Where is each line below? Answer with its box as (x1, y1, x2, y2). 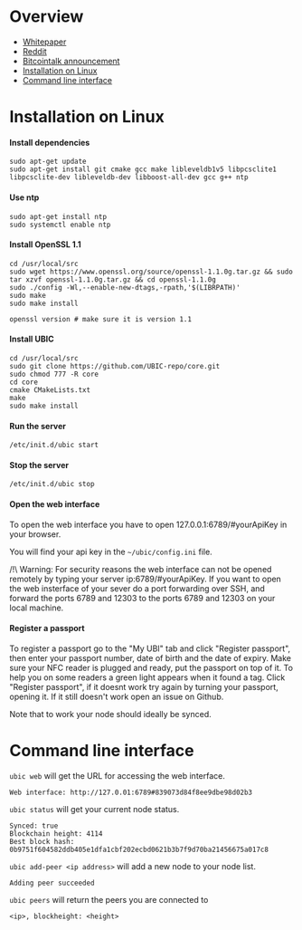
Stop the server (9, 459, 70, 470)
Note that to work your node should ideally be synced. (9, 708, 212, 719)
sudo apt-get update (9, 157, 88, 167)
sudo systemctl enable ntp (9, 220, 111, 229)
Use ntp (9, 192, 40, 203)
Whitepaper (22, 36, 67, 47)
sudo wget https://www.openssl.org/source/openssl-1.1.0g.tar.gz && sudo (9, 267, 294, 276)
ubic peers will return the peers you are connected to (9, 894, 209, 905)
